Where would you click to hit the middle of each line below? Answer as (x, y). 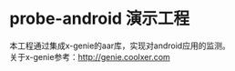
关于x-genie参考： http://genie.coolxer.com (90, 56)
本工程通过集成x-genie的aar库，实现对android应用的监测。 (120, 46)
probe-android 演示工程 (100, 19)
